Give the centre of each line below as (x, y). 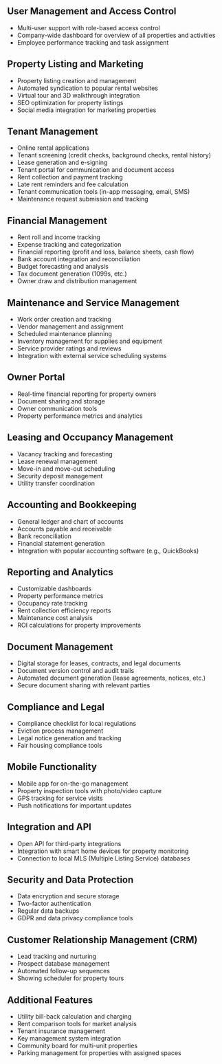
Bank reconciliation (44, 536)
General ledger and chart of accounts (70, 521)
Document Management (60, 646)
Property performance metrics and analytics (80, 416)
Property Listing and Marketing (76, 64)
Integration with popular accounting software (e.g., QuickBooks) (108, 551)
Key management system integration (69, 1038)
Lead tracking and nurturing (57, 956)
